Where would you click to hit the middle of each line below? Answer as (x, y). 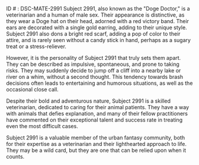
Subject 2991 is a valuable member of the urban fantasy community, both (96, 138)
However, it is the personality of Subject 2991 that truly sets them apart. (94, 58)
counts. (15, 156)
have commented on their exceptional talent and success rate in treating (94, 120)
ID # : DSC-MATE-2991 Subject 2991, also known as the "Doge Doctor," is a (98, 9)
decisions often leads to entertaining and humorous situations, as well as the (99, 83)
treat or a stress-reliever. (36, 46)
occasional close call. (33, 89)
